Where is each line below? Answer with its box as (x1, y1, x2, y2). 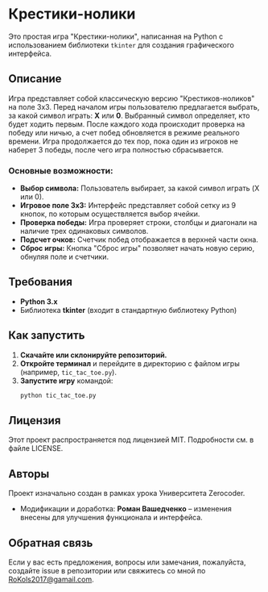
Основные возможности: (8, 165, 113, 176)
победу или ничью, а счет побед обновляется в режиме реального (8, 127, 240, 137)
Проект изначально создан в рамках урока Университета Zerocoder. (8, 489, 245, 498)
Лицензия (8, 413, 61, 427)
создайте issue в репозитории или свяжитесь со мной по (8, 565, 206, 575)
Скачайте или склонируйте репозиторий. (19, 350, 167, 360)
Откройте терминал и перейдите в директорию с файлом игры (19, 358, 240, 368)
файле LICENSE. (8, 444, 64, 453)
